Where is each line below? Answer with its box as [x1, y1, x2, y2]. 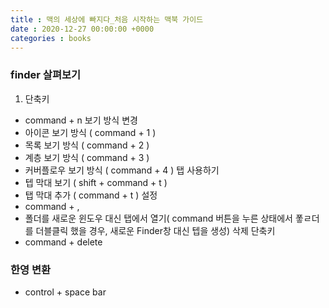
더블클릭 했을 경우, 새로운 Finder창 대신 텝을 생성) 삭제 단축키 [35, 224, 276, 236]
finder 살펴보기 [10, 68, 82, 82]
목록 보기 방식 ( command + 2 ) [24, 139, 150, 151]
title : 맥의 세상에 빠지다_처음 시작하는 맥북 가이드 [10, 14, 204, 25]
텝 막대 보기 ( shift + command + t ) [24, 176, 168, 188]
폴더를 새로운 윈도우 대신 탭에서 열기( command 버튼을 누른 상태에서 [24, 212, 293, 224]
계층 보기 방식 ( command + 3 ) [24, 151, 150, 163]
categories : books [10, 33, 92, 43]
